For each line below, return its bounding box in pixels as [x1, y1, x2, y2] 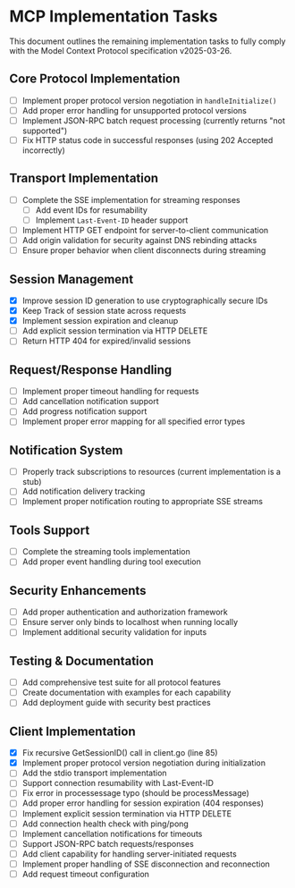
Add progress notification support [21, 406, 147, 417]
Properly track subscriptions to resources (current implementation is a [21, 467, 282, 478]
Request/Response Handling [9, 362, 173, 377]
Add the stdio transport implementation [21, 767, 167, 779]
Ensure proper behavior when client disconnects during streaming [21, 245, 266, 256]
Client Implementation [9, 723, 136, 739]
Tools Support [9, 522, 90, 537]
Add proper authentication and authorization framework [21, 606, 228, 618]
